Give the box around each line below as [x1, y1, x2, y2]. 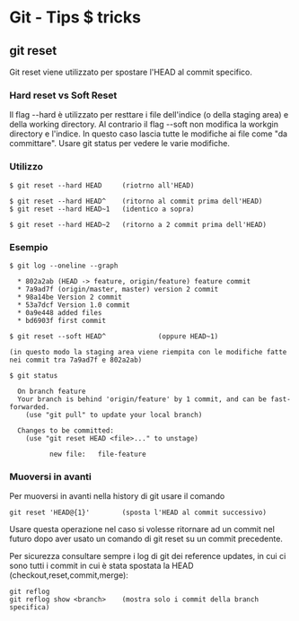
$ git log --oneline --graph [9, 261, 119, 270]
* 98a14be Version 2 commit [17, 293, 123, 302]
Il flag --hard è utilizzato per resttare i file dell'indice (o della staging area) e [9, 109, 289, 120]
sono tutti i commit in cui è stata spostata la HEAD [9, 560, 195, 572]
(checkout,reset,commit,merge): [9, 570, 128, 581]
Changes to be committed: [17, 425, 115, 435]
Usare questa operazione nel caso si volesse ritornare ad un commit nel [9, 524, 276, 535]
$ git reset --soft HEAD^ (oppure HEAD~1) [9, 331, 219, 341]
